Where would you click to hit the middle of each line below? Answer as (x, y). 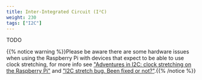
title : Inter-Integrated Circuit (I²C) (57, 12)
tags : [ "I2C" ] (24, 23)
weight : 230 (21, 17)
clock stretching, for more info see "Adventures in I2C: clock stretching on (99, 64)
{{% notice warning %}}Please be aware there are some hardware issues (98, 52)
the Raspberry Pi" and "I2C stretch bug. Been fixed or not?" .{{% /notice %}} (101, 71)
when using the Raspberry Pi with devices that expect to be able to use (95, 58)
